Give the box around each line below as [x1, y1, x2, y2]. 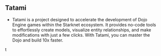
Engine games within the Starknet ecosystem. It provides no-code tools [12, 22, 156, 28]
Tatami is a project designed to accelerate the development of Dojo [12, 16, 147, 22]
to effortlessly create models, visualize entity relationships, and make [12, 27, 151, 33]
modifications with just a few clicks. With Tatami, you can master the [12, 32, 150, 38]
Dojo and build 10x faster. [12, 37, 63, 43]
